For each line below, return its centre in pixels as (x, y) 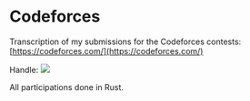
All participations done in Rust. (67, 87)
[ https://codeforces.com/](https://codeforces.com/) (106, 50)
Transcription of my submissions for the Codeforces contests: (125, 41)
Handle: (24, 69)
